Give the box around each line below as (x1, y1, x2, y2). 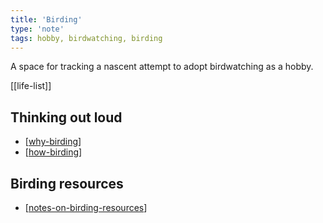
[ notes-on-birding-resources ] (24, 202, 148, 213)
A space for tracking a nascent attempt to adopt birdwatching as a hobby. (10, 61, 314, 73)
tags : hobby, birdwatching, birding (10, 33, 163, 43)
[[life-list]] (10, 80, 52, 92)
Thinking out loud (10, 109, 123, 126)
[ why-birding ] (24, 136, 82, 148)
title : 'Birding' (10, 14, 83, 25)
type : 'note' (10, 24, 65, 34)
